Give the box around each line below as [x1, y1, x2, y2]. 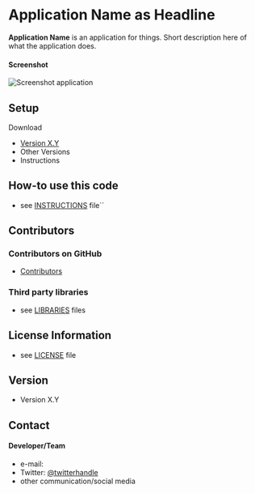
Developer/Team [8, 441, 66, 451]
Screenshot [8, 59, 48, 70]
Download [8, 122, 43, 132]
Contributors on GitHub [8, 249, 102, 260]
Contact [8, 419, 50, 432]
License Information [8, 329, 111, 342]
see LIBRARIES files [19, 305, 86, 315]
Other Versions [19, 147, 70, 156]
